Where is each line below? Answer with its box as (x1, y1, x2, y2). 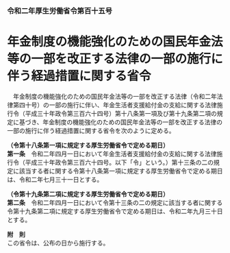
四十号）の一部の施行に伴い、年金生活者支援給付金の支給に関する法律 (18, 101, 217, 109)
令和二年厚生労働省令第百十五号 (7, 5, 113, 15)
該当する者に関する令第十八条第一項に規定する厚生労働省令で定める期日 (18, 167, 223, 175)
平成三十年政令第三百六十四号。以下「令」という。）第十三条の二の (25, 158, 214, 166)
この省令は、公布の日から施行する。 (7, 239, 110, 247)
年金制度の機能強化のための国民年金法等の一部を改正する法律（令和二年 (12, 92, 217, 100)
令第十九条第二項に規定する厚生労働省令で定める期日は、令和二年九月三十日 (7, 207, 223, 215)
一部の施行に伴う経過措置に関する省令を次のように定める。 (7, 126, 175, 134)
